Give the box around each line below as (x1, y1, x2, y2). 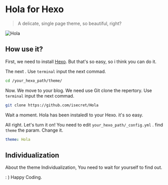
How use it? (5, 45, 43, 54)
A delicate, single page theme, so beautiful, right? (17, 20, 122, 26)
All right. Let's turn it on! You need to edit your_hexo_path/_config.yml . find (5, 121, 163, 128)
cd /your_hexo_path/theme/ (5, 78, 62, 83)
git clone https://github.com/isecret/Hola (5, 103, 99, 108)
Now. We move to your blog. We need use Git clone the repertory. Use (5, 87, 152, 94)
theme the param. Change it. (5, 127, 63, 133)
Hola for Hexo (5, 4, 64, 15)
